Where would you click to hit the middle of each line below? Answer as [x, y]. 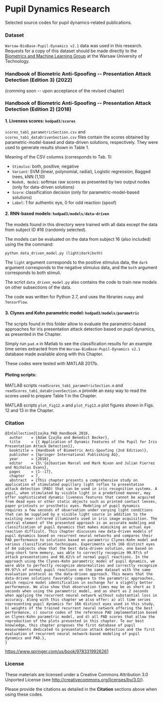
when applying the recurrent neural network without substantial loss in [81, 595]
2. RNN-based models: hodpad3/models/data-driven [57, 214]
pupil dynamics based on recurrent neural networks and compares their [79, 536]
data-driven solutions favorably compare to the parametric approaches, [80, 578]
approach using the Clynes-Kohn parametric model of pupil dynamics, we [80, 561]
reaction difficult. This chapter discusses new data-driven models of [79, 531]
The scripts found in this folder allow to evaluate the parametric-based [76, 324]
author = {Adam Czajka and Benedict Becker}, [59, 437]
